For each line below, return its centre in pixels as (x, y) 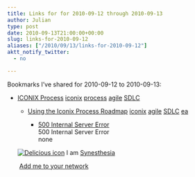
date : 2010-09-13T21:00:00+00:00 (56, 33)
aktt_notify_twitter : (39, 53)
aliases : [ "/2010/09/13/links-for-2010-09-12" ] (77, 46)
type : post (23, 26)
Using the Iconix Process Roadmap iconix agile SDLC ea (108, 111)
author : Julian (29, 20)
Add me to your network (54, 166)
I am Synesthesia (91, 152)
